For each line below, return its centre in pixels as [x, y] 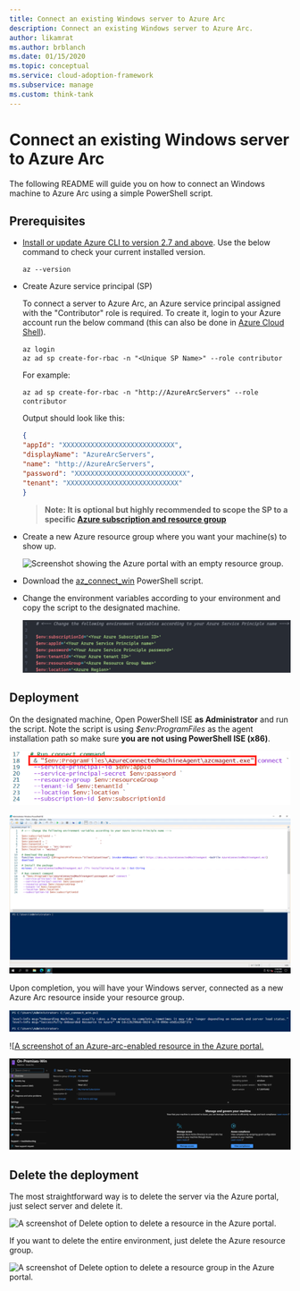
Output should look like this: [73, 418]
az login [38, 350]
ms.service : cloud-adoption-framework [81, 76]
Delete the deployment [74, 1175]
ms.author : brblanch [48, 47]
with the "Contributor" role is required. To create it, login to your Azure [151, 313]
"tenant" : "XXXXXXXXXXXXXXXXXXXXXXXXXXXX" [102, 483]
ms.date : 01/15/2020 [48, 57]
